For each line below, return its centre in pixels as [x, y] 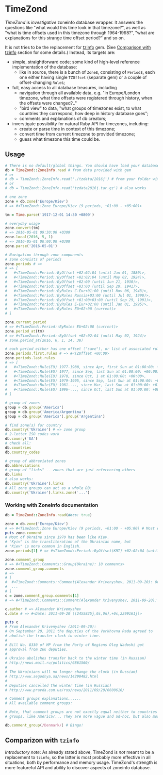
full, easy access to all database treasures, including [65, 87]
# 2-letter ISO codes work [32, 434]
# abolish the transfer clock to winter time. [53, 636]
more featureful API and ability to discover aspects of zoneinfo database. [78, 767]
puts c [12, 622]
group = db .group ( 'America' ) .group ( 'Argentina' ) [55, 416]
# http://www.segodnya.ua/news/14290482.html [52, 676]
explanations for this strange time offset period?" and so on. [65, 38]
